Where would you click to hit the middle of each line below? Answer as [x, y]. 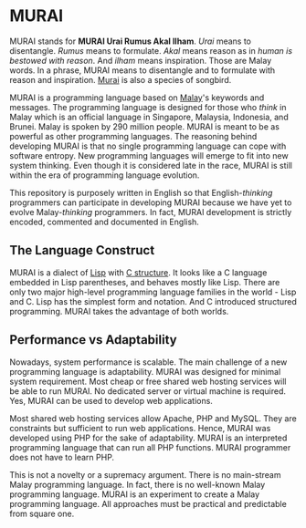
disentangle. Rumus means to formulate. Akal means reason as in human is [151, 50]
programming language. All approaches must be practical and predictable [148, 503]
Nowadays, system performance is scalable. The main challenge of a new [148, 362]
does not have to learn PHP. [62, 457]
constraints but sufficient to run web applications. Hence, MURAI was [140, 428]
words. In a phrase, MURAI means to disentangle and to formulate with [142, 70]
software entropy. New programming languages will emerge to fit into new [149, 155]
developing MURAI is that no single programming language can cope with [148, 146]
